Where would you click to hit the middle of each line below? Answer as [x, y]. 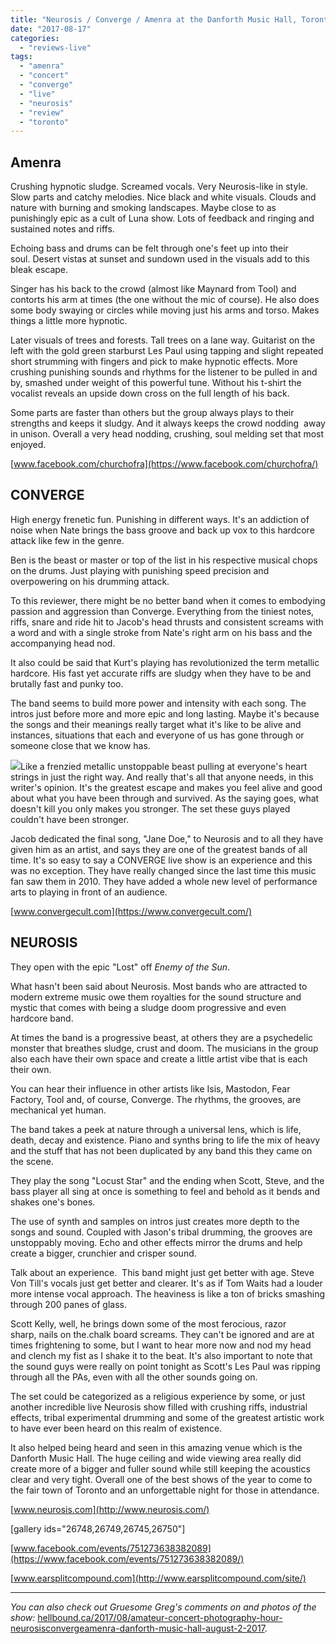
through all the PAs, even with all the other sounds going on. [134, 1377]
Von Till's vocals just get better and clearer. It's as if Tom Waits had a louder [166, 1283]
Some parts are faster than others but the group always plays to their [152, 413]
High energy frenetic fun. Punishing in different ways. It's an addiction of [160, 519]
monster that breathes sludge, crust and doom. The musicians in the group [164, 1048]
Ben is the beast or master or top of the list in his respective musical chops [164, 560]
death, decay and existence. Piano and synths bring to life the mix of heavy [165, 1140]
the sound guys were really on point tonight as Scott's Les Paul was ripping [165, 1366]
